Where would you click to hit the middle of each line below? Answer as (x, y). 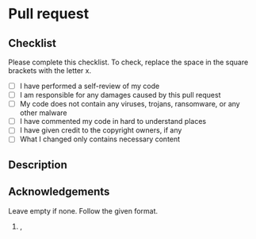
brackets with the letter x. (50, 71)
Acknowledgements (59, 192)
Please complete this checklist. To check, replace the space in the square (128, 62)
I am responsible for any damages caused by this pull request (120, 95)
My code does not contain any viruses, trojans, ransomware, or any (130, 104)
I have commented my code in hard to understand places (113, 121)
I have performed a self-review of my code (90, 86)
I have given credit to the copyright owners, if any (101, 130)
